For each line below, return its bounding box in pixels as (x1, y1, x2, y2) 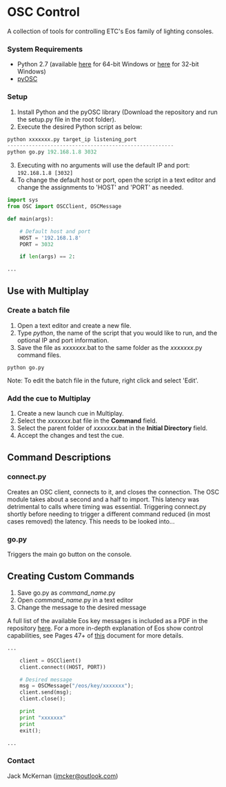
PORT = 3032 (19, 241, 54, 248)
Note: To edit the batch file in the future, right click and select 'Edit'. (7, 376, 198, 385)
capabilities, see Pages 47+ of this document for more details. (7, 631, 184, 640)
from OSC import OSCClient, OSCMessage (7, 203, 122, 210)
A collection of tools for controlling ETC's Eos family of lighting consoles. (7, 27, 214, 35)
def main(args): (7, 215, 54, 222)
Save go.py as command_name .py (17, 589, 116, 597)
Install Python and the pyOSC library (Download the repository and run (17, 108, 218, 116)
